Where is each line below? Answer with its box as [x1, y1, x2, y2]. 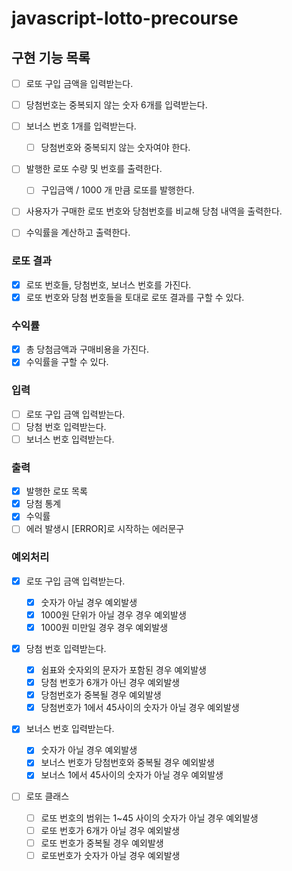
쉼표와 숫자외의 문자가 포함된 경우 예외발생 [40, 663, 207, 676]
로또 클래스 [25, 790, 70, 802]
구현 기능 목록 [11, 49, 91, 66]
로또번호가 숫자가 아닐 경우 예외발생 [40, 849, 181, 861]
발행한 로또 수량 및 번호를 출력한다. [25, 163, 163, 175]
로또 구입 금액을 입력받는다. [25, 78, 134, 89]
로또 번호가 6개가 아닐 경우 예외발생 [40, 824, 181, 836]
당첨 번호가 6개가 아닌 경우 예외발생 [40, 677, 181, 689]
